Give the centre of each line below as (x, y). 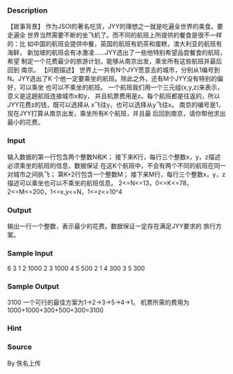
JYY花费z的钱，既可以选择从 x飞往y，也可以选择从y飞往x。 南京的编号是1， (116, 105)
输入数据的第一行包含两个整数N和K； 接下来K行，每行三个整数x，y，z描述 (114, 157)
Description (27, 10)
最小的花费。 (25, 122)
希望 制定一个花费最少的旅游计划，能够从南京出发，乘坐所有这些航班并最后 (115, 61)
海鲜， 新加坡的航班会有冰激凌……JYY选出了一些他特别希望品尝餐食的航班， (117, 53)
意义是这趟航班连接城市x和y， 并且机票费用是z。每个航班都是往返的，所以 (114, 96)
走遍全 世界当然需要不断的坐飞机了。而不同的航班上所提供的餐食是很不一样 (115, 35)
